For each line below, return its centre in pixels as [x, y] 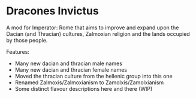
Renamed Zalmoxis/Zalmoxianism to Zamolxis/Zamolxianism [89, 82]
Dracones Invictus [52, 11]
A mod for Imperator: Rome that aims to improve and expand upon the [93, 27]
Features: [18, 51]
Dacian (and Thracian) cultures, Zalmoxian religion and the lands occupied [98, 33]
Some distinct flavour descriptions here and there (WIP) [84, 88]
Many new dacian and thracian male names [69, 63]
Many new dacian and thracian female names [71, 69]
